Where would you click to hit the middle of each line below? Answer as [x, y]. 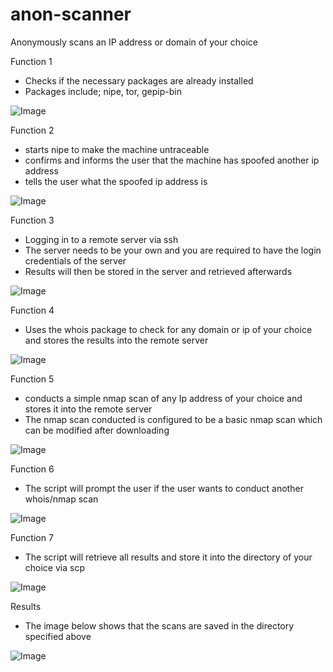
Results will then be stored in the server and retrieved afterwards [158, 271]
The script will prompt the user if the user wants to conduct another [164, 488]
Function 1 [31, 61]
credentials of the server [75, 260]
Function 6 [32, 469]
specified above [58, 636]
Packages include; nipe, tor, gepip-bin [103, 91]
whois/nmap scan [61, 499]
